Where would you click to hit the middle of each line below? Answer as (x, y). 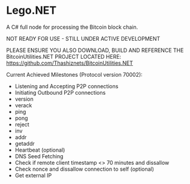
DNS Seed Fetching (39, 156)
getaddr (25, 143)
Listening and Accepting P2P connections (67, 86)
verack (23, 105)
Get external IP (33, 175)
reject (22, 124)
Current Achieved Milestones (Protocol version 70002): (74, 74)
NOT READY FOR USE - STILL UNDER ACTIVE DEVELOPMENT (83, 38)
